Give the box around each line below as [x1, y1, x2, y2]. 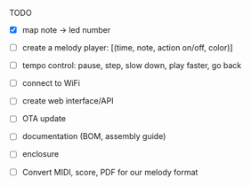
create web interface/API [21, 96, 114, 106]
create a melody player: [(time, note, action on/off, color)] [21, 43, 233, 53]
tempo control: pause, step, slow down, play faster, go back [21, 60, 242, 71]
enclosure [21, 149, 60, 159]
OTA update [21, 113, 67, 124]
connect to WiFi [21, 78, 81, 89]
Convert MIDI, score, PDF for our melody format [21, 167, 198, 177]
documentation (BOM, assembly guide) [21, 131, 166, 142]
